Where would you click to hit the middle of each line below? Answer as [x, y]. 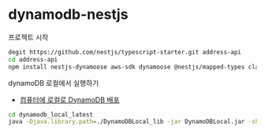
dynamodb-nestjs [68, 15]
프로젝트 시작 [28, 37]
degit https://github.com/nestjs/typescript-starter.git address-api [125, 52]
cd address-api [33, 59]
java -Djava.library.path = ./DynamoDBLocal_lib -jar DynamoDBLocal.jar [127, 122]
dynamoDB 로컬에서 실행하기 [54, 83]
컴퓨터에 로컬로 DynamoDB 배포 [69, 99]
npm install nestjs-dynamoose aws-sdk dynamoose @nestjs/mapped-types [127, 67]
